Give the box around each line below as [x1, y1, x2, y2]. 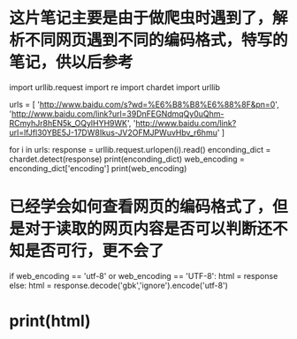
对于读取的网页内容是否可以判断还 [25, 219, 273, 239]
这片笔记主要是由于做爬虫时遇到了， [9, 8, 273, 28]
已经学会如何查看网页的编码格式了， [9, 197, 273, 217]
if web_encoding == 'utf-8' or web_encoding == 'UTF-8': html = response [9, 270, 278, 281]
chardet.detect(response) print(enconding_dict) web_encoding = [9, 154, 246, 164]
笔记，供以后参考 [9, 52, 134, 72]
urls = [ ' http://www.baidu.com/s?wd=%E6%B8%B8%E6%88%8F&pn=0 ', [9, 99, 280, 109]
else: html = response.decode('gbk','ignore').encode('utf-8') [9, 280, 228, 290]
